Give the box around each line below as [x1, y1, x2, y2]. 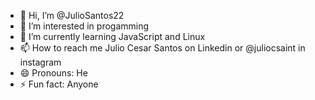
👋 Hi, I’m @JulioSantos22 [19, 10, 125, 21]
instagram [19, 56, 62, 68]
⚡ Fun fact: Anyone [19, 78, 99, 90]
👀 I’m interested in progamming [19, 20, 150, 32]
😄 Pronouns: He [19, 67, 88, 79]
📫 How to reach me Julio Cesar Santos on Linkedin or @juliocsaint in [19, 42, 306, 54]
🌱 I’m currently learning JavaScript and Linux [19, 31, 206, 42]
